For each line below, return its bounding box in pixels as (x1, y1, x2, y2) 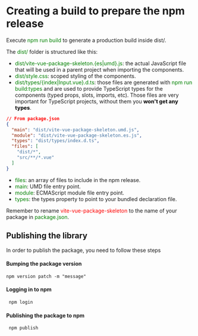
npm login (8, 299, 33, 305)
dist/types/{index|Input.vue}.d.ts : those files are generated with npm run (14, 79, 193, 86)
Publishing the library (6, 231, 88, 241)
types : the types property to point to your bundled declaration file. (14, 195, 177, 202)
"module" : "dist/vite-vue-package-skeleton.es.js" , (11, 132, 143, 138)
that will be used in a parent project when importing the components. (14, 66, 184, 73)
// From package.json (6, 115, 60, 122)
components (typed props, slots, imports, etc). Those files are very (14, 91, 180, 98)
